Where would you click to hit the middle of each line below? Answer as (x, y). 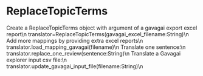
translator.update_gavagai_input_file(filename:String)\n (75, 66)
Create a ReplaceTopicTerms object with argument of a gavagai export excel (102, 28)
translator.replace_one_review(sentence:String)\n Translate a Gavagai (94, 53)
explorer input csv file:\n (37, 60)
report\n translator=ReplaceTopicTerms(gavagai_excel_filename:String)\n (98, 34)
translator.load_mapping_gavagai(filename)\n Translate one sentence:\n (96, 47)
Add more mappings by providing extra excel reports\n (75, 40)
